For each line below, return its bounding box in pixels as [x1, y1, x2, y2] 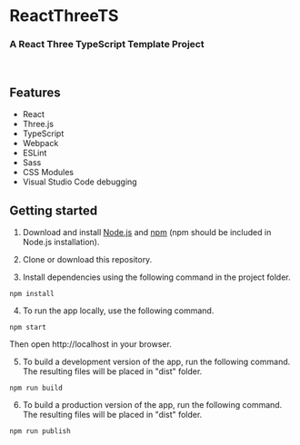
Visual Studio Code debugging [22, 176, 138, 187]
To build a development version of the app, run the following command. [22, 356, 291, 368]
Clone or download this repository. [22, 254, 153, 265]
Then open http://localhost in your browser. [9, 339, 173, 350]
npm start [9, 323, 47, 332]
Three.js [22, 119, 55, 130]
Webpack [22, 138, 59, 149]
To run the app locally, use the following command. [22, 305, 215, 316]
